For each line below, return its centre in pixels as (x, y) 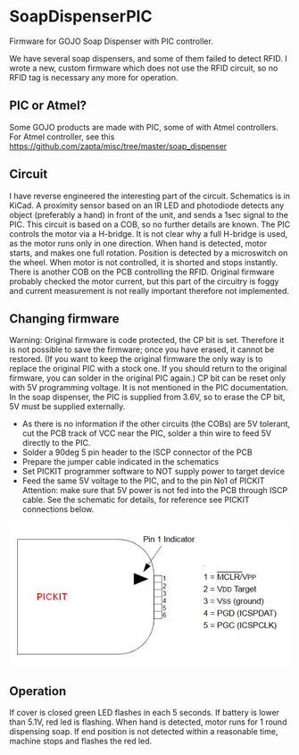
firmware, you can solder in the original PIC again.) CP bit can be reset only (148, 378)
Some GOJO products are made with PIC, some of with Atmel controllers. (144, 127)
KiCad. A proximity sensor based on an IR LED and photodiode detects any (147, 205)
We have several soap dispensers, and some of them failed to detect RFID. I (148, 58)
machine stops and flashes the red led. (81, 741)
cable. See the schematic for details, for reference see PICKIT (136, 500)
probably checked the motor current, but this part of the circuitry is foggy (144, 281)
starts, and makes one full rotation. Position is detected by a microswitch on (149, 253)
